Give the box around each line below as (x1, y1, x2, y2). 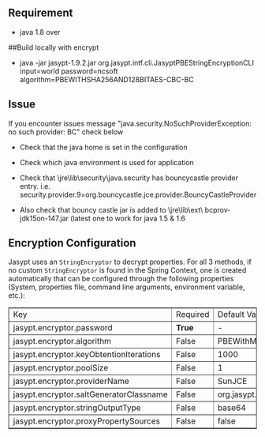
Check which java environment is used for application (19, 157, 195, 167)
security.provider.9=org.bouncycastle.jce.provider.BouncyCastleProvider (19, 190, 257, 199)
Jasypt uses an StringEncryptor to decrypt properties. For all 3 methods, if (8, 257, 252, 267)
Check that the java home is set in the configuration (19, 142, 188, 152)
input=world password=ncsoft (19, 66, 118, 76)
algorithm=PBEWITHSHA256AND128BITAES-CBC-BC (19, 74, 195, 84)
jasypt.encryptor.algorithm (13, 336, 112, 347)
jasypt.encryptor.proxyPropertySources (13, 416, 160, 427)
